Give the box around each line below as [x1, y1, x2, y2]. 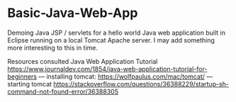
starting [7, 79, 30, 88]
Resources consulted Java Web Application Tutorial [7, 57, 158, 65]
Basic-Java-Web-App [7, 5, 138, 21]
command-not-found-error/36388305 [7, 87, 119, 96]
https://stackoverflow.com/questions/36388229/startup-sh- [52, 79, 229, 88]
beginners [7, 72, 38, 81]
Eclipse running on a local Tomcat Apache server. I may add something [7, 35, 215, 44]
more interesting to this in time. [7, 43, 98, 52]
